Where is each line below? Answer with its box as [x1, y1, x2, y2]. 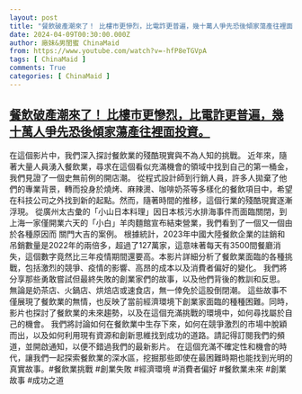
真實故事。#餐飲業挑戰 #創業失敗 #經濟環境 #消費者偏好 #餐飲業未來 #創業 [9, 363, 287, 374]
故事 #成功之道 [9, 374, 65, 385]
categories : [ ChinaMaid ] [9, 72, 111, 81]
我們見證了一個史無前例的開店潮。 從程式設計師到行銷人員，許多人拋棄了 [9, 172, 280, 183]
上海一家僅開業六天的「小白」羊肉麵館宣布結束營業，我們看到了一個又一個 [9, 217, 285, 228]
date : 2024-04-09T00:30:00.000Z [9, 30, 130, 39]
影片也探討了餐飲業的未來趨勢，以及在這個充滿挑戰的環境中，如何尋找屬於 [9, 307, 285, 318]
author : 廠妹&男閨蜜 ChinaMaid [9, 38, 120, 48]
